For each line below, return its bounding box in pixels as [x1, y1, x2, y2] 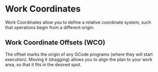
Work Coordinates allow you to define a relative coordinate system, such [5, 19, 152, 25]
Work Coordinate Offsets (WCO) [5, 39, 106, 47]
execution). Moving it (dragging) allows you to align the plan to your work [5, 57, 153, 62]
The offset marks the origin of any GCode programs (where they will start [5, 51, 153, 57]
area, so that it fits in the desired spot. [5, 61, 82, 67]
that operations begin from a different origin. [5, 24, 94, 30]
